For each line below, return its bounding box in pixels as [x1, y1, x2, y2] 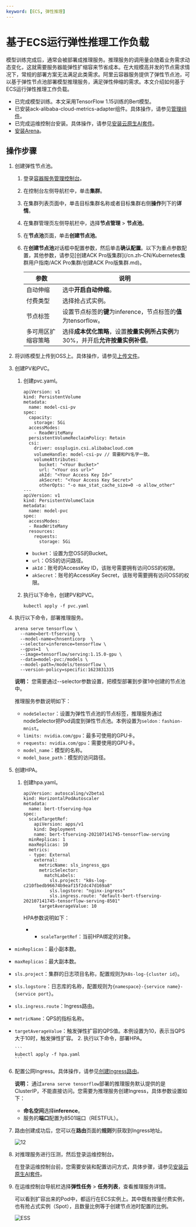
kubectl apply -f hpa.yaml [14, 1052, 80, 1058]
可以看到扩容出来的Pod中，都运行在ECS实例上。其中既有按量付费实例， [14, 1195, 188, 1202]
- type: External [28, 852, 71, 858]
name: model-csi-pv [28, 405, 76, 411]
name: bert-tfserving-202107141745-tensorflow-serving [34, 832, 170, 838]
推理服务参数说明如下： [14, 698, 71, 705]
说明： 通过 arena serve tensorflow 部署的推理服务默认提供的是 [14, 1080, 166, 1087]
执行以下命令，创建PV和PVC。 [23, 592, 97, 599]
